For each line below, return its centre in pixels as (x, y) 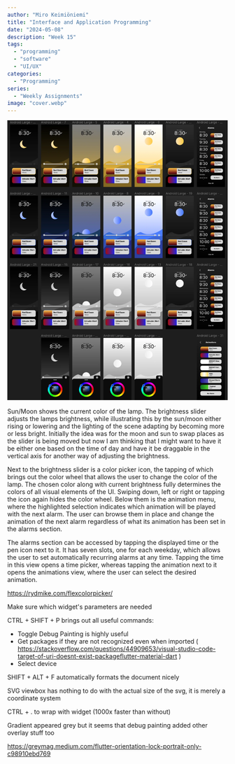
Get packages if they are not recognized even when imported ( (108, 642)
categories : (24, 73)
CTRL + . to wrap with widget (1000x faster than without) (89, 712)
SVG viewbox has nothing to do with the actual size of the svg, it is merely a (116, 691)
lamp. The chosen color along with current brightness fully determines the (114, 484)
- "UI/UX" (28, 66)
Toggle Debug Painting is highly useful (73, 634)
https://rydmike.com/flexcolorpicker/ (60, 593)
